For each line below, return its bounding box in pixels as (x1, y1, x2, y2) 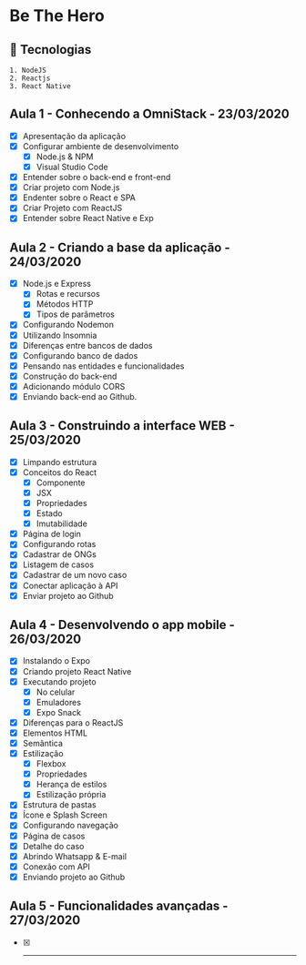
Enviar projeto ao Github (22, 590, 114, 601)
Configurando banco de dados (22, 350, 138, 361)
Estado (36, 508, 63, 519)
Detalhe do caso (22, 840, 85, 851)
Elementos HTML (22, 727, 88, 738)
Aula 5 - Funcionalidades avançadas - (9, 899, 229, 914)
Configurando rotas (22, 539, 97, 550)
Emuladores (36, 696, 82, 707)
